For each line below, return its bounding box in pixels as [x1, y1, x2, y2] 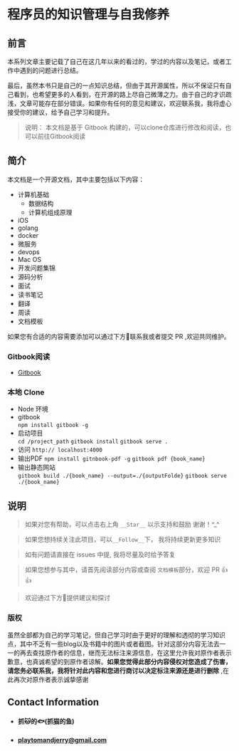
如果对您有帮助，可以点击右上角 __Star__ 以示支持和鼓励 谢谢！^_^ [24, 520, 220, 529]
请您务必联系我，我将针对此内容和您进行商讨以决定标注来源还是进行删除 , [7, 666, 223, 675]
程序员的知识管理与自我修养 [7, 6, 170, 23]
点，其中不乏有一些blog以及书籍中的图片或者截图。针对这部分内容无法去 [7, 639, 220, 648]
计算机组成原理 [28, 208, 73, 216]
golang [17, 224, 38, 232]
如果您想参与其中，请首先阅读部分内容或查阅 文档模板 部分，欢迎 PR [24, 565, 221, 574]
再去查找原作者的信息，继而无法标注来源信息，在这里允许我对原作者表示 [19, 648, 232, 657]
